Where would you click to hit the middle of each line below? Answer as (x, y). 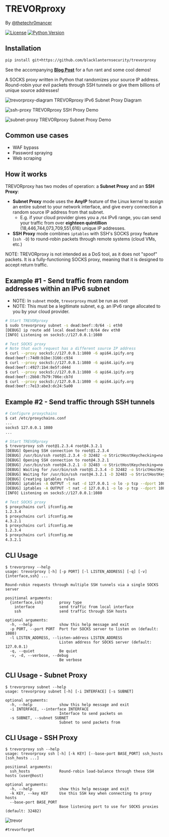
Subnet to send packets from (90, 722)
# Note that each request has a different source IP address (71, 349)
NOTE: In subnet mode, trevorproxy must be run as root (70, 301)
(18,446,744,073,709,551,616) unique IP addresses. (73, 228)
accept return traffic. (27, 265)
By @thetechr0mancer (29, 23)
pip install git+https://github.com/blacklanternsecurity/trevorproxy (81, 60)
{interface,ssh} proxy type (46, 602)
